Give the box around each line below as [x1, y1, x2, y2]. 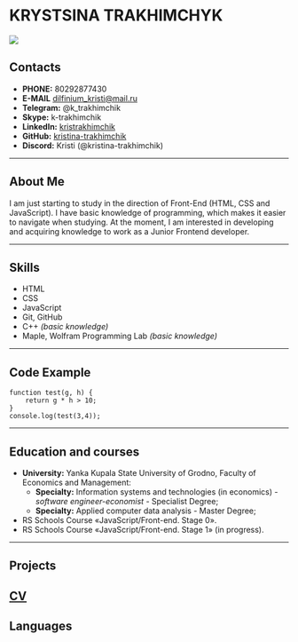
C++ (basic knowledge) [21, 321, 109, 332]
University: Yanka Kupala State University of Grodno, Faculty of [21, 468, 257, 478]
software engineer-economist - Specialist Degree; [35, 496, 219, 506]
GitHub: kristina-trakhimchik [21, 131, 127, 141]
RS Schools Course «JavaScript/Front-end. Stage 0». [21, 515, 217, 525]
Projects [9, 559, 57, 574]
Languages [9, 619, 73, 634]
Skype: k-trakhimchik [21, 112, 102, 123]
